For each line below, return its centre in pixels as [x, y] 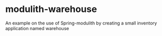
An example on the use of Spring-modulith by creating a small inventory [81, 23]
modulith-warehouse [51, 9]
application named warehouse [37, 28]
